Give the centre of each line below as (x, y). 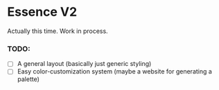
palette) (28, 79)
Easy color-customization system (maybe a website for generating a (115, 71)
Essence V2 (42, 12)
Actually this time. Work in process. (58, 31)
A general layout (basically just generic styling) (84, 64)
